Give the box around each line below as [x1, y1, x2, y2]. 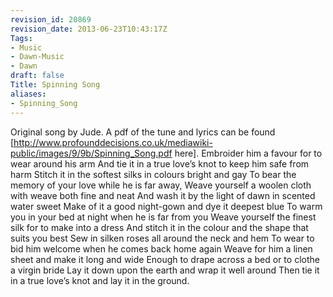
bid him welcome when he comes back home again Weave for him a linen [10, 242, 313, 255]
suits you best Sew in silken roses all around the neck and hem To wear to [10, 232, 315, 244]
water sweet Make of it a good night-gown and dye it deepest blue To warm [10, 200, 323, 212]
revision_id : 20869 [10, 14, 92, 25]
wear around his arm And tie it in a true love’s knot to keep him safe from [10, 157, 310, 170]
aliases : [10, 89, 47, 99]
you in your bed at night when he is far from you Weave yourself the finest [10, 211, 317, 223]
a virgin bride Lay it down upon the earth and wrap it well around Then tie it [10, 264, 320, 276]
